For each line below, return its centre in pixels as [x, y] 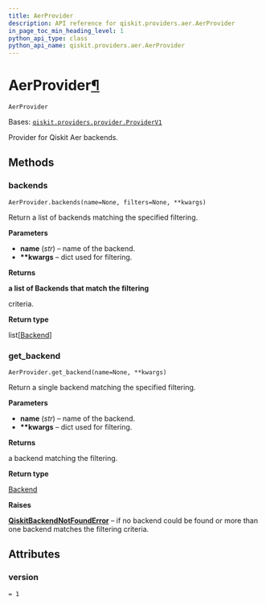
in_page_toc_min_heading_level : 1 [66, 31]
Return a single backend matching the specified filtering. [102, 388]
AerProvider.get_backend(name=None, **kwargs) [88, 372]
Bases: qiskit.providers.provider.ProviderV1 [85, 122]
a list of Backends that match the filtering [79, 288]
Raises [20, 505]
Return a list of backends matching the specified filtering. [103, 217]
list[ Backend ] [30, 335]
